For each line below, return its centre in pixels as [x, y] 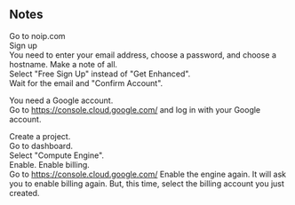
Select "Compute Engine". [57, 155]
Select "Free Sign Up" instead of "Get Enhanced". [100, 74]
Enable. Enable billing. [50, 164]
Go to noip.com [37, 35]
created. [24, 193]
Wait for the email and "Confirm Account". [86, 83]
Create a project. [40, 136]
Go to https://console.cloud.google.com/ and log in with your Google [135, 109]
